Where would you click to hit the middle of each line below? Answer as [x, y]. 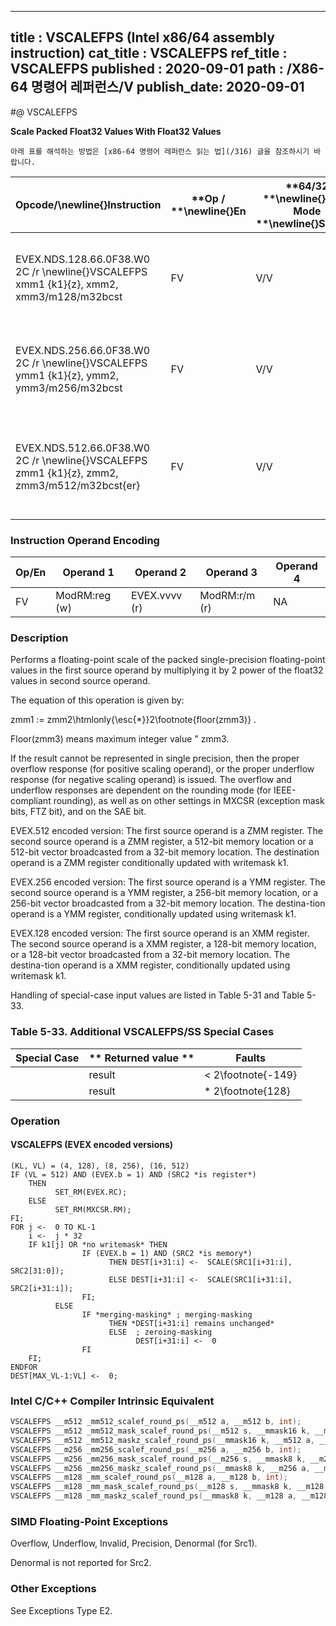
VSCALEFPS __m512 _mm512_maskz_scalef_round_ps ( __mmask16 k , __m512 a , [162, 1440]
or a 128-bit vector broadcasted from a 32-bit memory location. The [150, 955]
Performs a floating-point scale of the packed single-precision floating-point [168, 660]
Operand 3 [231, 573]
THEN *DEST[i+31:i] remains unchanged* [191, 1323]
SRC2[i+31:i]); [42, 1288]
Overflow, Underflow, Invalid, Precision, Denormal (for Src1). [134, 1543]
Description [39, 638]
